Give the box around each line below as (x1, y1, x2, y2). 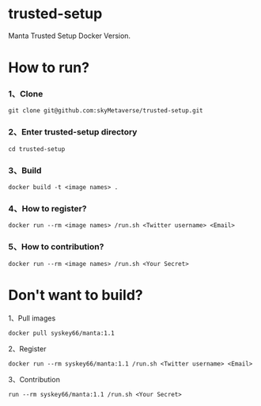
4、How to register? (8, 203, 87, 214)
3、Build (8, 165, 42, 176)
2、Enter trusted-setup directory (8, 127, 138, 138)
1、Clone (8, 89, 43, 100)
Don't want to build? (8, 286, 144, 304)
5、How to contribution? (8, 241, 104, 252)
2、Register (8, 343, 47, 353)
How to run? (8, 59, 89, 77)
